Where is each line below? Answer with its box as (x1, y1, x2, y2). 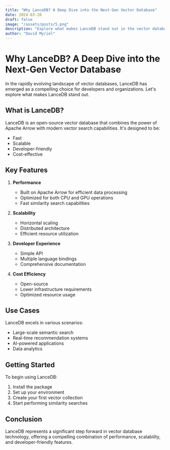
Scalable (12, 140, 31, 146)
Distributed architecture (20, 225, 70, 231)
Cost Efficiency (12, 271, 46, 277)
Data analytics (12, 346, 43, 352)
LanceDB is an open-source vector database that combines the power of (5, 119, 157, 126)
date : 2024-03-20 (5, 12, 42, 17)
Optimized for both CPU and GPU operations (20, 194, 114, 201)
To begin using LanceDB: (5, 374, 58, 380)
